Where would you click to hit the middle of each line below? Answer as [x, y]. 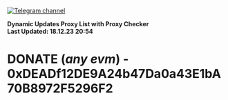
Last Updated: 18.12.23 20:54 [50, 31]
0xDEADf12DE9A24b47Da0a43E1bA [114, 74]
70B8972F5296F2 [60, 89]
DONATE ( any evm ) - [68, 59]
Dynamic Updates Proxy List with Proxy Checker [78, 24]
